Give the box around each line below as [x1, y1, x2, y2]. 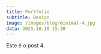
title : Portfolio [6, 8, 50, 15]
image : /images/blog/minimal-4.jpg [6, 20, 96, 26]
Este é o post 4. [6, 42, 45, 49]
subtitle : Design [6, 14, 50, 20]
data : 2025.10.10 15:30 [6, 25, 66, 32]
